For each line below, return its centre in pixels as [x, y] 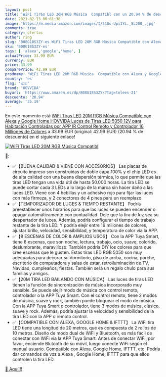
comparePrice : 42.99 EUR [31, 70]
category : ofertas [24, 33]
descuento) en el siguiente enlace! [40, 137]
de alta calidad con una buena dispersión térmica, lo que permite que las [86, 177]
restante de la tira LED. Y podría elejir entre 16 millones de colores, [80, 225]
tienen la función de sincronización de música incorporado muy [77, 285]
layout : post [19, 10]
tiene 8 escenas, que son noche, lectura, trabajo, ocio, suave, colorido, [84, 242]
